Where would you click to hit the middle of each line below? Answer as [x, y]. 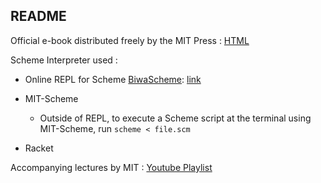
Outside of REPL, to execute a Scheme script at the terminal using [175, 118]
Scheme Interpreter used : [64, 60]
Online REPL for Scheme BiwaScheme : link [113, 79]
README [38, 16]
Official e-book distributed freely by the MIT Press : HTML [130, 40]
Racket [39, 148]
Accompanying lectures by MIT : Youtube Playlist [111, 167]
